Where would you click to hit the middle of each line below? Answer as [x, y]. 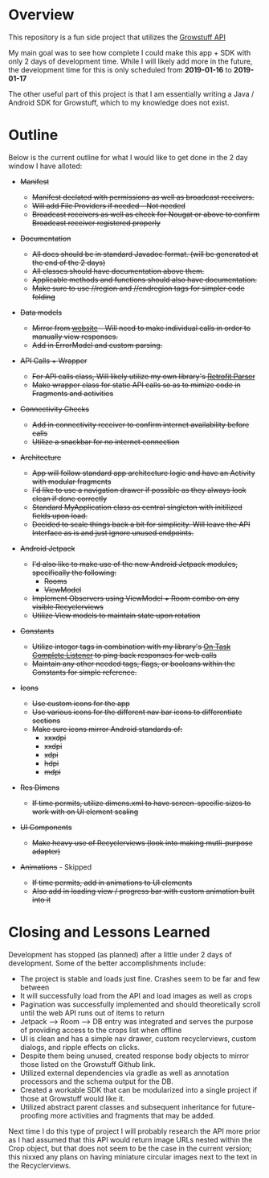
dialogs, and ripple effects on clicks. [80, 1047]
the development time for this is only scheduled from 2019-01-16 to [120, 69]
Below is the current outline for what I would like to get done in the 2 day [128, 157]
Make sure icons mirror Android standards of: [107, 729]
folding [43, 296]
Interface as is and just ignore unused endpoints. [113, 532]
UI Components [46, 827]
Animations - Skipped [56, 866]
